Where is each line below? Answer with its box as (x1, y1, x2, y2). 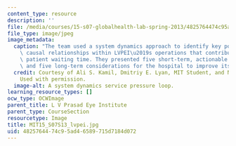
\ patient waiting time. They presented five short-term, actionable (20, 56, 228, 63)
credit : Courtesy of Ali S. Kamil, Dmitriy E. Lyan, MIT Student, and (13, 69, 225, 76)
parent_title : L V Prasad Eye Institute (7, 102, 128, 109)
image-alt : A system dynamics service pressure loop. (13, 82, 174, 89)
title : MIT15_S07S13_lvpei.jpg (7, 121, 99, 128)
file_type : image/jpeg (7, 29, 74, 37)
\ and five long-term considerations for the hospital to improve (20, 62, 218, 69)
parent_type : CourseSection (7, 108, 90, 115)
